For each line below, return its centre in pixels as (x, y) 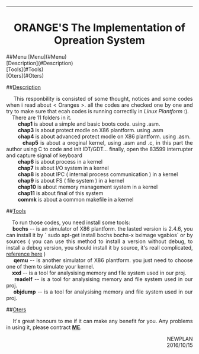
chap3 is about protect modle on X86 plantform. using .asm (91, 130)
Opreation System (99, 41)
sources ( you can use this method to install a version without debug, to (99, 241)
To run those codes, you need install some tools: (71, 222)
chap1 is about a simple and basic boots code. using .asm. (89, 124)
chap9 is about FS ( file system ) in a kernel (71, 180)
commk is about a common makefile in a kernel (76, 199)
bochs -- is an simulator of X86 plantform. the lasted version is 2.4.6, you (103, 228)
